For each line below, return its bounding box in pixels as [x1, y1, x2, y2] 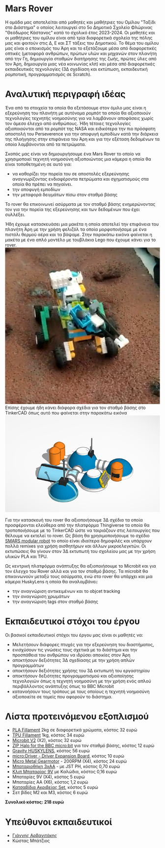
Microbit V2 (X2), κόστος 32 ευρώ [12, 738, 82, 743]
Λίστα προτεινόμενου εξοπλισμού [5, 711, 149, 722]
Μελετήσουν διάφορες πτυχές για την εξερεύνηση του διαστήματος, [12, 641, 154, 647]
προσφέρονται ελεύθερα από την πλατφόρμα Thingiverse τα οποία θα [5, 522, 150, 528]
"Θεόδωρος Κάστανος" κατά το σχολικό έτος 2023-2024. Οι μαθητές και [5, 29, 155, 35]
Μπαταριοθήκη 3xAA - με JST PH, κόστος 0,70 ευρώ [12, 764, 120, 769]
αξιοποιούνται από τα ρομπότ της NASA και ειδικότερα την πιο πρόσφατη [5, 126, 156, 132]
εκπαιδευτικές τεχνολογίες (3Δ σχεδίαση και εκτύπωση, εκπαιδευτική [5, 66, 148, 72]
